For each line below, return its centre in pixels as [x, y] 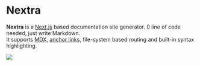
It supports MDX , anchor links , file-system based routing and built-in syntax [100, 39]
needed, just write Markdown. [43, 33]
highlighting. [22, 46]
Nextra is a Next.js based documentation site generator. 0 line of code [94, 27]
